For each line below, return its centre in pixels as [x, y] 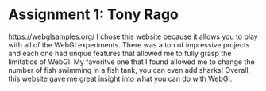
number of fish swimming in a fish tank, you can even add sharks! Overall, [129, 70]
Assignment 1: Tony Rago [93, 15]
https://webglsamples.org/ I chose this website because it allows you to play [133, 36]
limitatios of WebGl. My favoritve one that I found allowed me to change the [132, 62]
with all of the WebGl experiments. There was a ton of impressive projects [129, 44]
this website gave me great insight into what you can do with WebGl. [120, 78]
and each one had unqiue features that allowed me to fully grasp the [120, 53]
